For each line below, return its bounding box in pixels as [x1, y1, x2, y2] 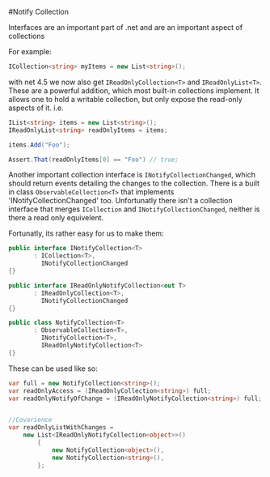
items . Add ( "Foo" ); [8, 141, 70, 149]
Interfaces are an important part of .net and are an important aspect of [8, 23, 243, 32]
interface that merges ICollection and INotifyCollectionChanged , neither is [8, 204, 260, 214]
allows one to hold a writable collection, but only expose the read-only [8, 94, 243, 104]
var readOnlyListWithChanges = [8, 424, 114, 432]
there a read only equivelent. [8, 213, 104, 223]
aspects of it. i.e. [8, 103, 64, 113]
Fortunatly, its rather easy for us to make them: [8, 228, 164, 238]
